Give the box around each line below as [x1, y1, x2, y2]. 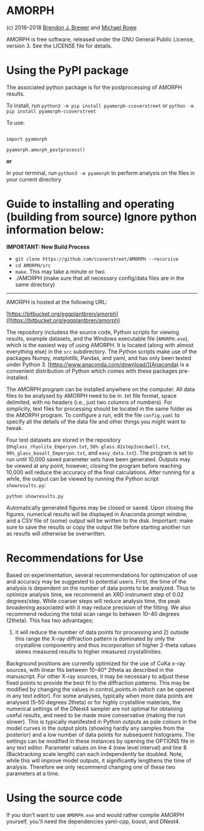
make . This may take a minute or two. [15, 267, 106, 275]
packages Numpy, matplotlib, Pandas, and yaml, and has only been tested [6, 354, 191, 361]
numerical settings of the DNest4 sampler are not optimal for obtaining [6, 705, 183, 712]
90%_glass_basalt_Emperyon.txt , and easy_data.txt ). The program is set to [6, 449, 193, 456]
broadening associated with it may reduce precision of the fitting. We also [6, 604, 191, 611]
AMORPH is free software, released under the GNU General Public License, [6, 35, 195, 43]
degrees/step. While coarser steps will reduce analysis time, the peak [6, 597, 180, 604]
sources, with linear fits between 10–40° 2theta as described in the [6, 666, 174, 673]
